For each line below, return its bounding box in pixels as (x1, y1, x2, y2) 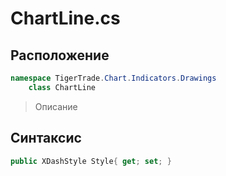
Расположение (10, 47, 110, 64)
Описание (34, 100, 78, 112)
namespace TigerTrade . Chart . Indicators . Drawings (10, 73, 217, 83)
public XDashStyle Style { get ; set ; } (10, 156, 172, 166)
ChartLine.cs (10, 7, 121, 30)
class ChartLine (28, 82, 97, 92)
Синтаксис (10, 130, 82, 147)
